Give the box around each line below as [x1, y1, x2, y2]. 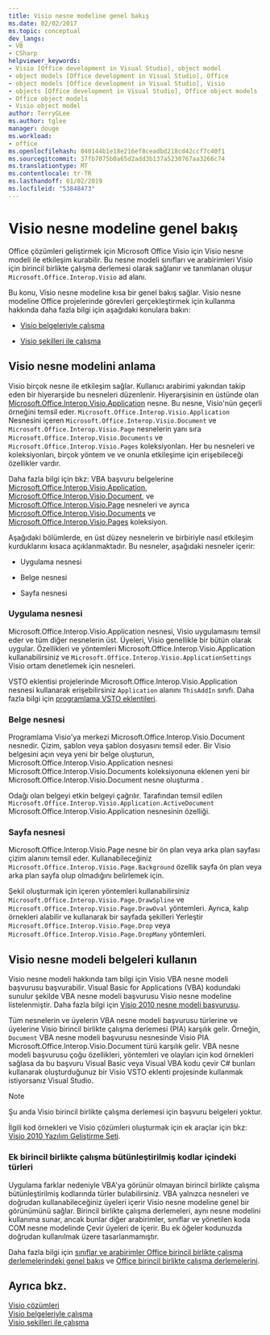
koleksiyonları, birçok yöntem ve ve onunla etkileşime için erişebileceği [8, 449, 243, 459]
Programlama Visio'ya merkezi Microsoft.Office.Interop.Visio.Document [8, 732, 245, 742]
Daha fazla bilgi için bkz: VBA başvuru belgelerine [8, 474, 174, 483]
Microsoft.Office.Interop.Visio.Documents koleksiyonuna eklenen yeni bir [8, 767, 251, 777]
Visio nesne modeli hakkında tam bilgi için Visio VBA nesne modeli [8, 975, 228, 984]
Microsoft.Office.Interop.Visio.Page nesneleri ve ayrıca [8, 499, 190, 509]
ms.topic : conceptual [8, 27, 81, 35]
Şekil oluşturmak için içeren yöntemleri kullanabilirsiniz [8, 886, 190, 896]
